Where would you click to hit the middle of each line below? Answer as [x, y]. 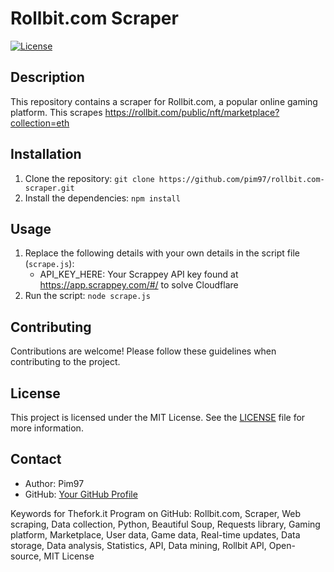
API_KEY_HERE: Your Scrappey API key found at [139, 274]
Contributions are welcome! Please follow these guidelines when [143, 351]
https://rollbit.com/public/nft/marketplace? [192, 112]
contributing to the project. [65, 362]
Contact [36, 459]
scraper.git [49, 188]
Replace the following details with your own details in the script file [162, 253]
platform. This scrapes [56, 112]
